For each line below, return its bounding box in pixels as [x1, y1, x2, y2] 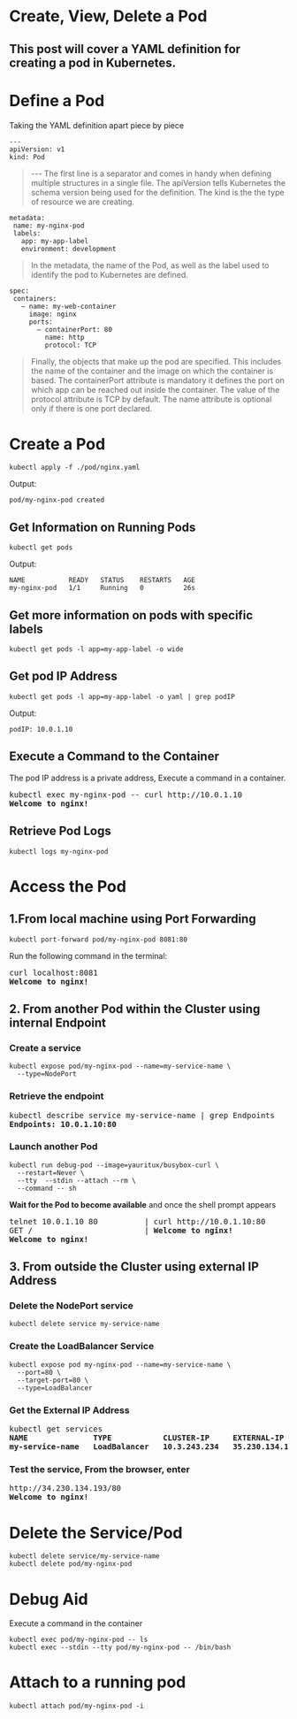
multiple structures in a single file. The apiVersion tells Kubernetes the [30, 177, 286, 188]
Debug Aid [9, 1589, 88, 1609]
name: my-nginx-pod [12, 221, 86, 230]
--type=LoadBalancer [17, 1383, 93, 1393]
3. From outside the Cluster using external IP [9, 1259, 259, 1275]
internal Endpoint [9, 1015, 107, 1030]
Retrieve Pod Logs [9, 824, 112, 839]
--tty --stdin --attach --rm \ [17, 1176, 137, 1185]
